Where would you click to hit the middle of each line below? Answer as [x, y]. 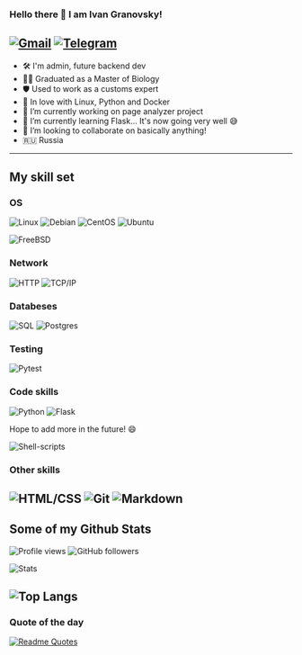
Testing [26, 348]
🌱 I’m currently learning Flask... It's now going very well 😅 [130, 121]
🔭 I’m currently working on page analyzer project [113, 111]
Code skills [34, 392]
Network [29, 263]
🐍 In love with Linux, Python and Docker [96, 102]
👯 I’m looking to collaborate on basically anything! [114, 130]
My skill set [42, 178]
